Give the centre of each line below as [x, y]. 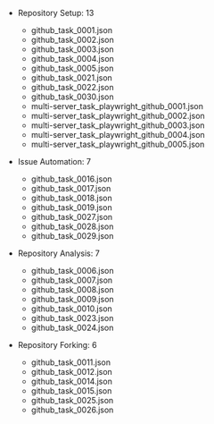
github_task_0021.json [72, 78]
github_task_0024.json [72, 327]
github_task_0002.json [72, 40]
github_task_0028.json [72, 226]
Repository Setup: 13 [56, 13]
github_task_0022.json [72, 87]
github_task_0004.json [72, 59]
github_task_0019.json [72, 208]
